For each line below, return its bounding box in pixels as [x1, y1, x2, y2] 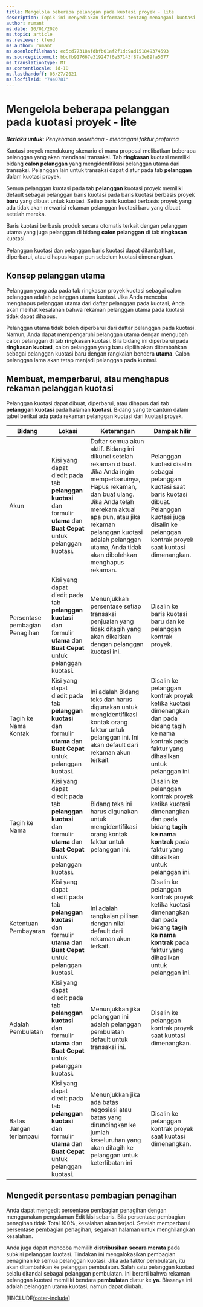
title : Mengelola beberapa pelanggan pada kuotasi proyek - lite [6, 8, 174, 15]
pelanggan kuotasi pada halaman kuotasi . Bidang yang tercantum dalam [6, 406, 189, 413]
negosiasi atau [90, 1105, 132, 1114]
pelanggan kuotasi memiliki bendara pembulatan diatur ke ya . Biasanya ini [6, 1276, 192, 1283]
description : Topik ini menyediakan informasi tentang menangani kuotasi [6, 15, 196, 21]
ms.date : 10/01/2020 [6, 25, 59, 32]
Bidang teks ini [90, 799, 132, 808]
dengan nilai [90, 919, 125, 927]
